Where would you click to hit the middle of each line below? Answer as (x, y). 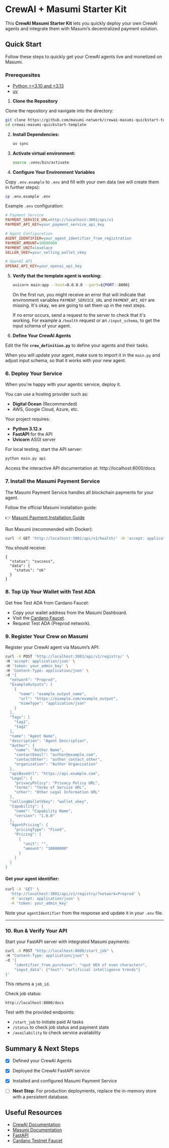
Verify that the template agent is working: (57, 276)
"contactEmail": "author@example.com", (56, 755)
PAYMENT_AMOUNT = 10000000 (31, 243)
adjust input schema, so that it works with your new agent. (66, 361)
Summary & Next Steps (42, 1049)
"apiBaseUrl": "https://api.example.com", (55, 773)
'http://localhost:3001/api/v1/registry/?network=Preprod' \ (75, 894)
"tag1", (22, 722)
